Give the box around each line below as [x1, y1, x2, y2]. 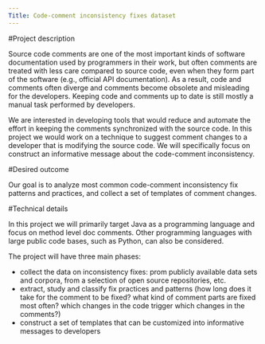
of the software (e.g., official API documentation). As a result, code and [8, 74, 242, 84]
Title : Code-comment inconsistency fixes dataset [8, 11, 177, 20]
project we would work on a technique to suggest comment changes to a [8, 132, 248, 142]
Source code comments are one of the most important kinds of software [8, 49, 245, 58]
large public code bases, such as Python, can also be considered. [8, 236, 224, 245]
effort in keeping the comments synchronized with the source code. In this [8, 123, 252, 133]
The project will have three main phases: [8, 252, 142, 261]
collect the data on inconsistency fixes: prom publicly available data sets [19, 267, 258, 276]
